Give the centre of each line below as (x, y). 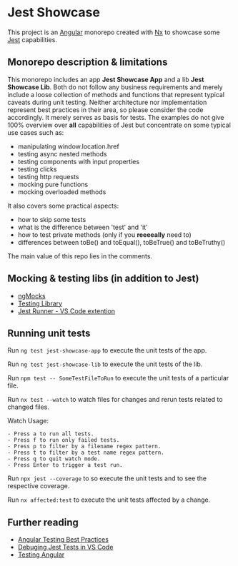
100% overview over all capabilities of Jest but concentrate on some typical (119, 125)
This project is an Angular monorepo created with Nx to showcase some (114, 32)
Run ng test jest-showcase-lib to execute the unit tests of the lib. (105, 364)
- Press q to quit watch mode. (54, 459)
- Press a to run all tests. (51, 434)
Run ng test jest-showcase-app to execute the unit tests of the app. (107, 350)
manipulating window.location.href (68, 146)
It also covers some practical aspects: (63, 206)
